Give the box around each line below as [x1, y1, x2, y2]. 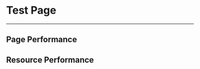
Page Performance [6, 34, 77, 45]
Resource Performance [6, 55, 94, 65]
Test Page [6, 4, 57, 17]
